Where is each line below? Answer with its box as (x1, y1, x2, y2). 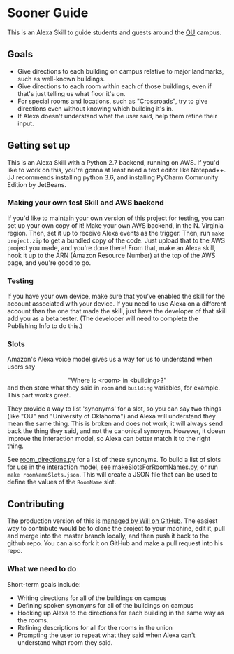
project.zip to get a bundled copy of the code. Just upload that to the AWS (7, 236, 226, 245)
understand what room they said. (17, 638, 113, 646)
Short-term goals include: (7, 580, 81, 588)
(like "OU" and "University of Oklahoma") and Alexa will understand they (7, 412, 217, 421)
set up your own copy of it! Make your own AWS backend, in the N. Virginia (7, 221, 224, 229)
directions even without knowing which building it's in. (17, 104, 174, 113)
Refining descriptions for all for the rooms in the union (17, 623, 173, 632)
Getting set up (7, 139, 71, 151)
